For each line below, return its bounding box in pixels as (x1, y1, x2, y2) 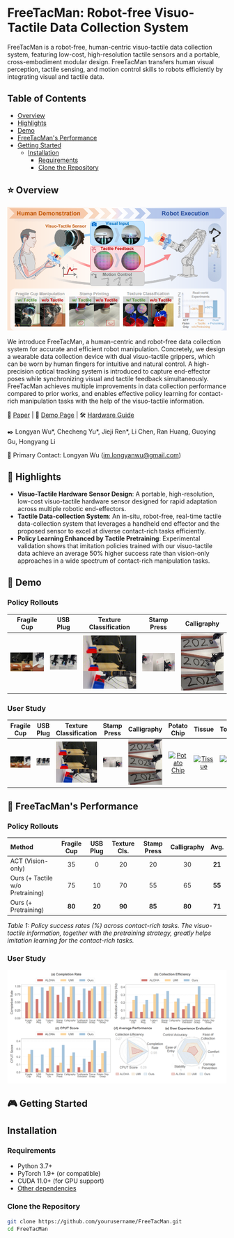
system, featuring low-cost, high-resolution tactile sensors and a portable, (7, 50, 221, 59)
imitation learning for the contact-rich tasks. (7, 936, 134, 944)
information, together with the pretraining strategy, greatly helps (26, 929, 212, 937)
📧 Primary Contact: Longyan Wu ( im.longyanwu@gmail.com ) (7, 451, 182, 459)
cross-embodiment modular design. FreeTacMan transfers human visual (7, 57, 214, 66)
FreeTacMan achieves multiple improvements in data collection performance (7, 382, 226, 390)
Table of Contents (7, 93, 87, 105)
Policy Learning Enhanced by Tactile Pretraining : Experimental (17, 534, 201, 543)
